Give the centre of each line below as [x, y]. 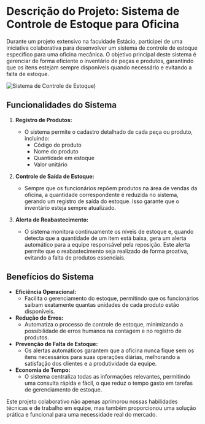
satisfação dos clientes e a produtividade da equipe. [91, 363]
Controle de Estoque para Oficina [93, 24]
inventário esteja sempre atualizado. [70, 207]
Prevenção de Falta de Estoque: [56, 344]
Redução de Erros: [39, 318]
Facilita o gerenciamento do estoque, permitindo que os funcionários [112, 298]
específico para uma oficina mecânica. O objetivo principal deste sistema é [101, 54]
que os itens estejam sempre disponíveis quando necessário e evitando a [99, 67]
